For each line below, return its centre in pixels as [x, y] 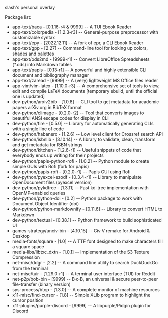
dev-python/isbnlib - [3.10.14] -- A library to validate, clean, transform [84, 139]
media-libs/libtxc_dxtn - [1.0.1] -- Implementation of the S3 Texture [81, 252]
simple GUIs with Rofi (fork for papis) [50, 166]
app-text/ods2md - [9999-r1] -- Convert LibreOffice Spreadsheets [81, 59]
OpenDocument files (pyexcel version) [52, 182]
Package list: [18, 17]
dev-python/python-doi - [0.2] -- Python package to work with [77, 198]
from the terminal [30, 268]
